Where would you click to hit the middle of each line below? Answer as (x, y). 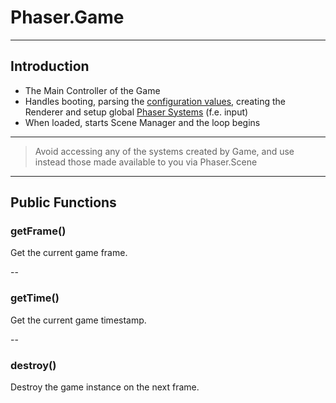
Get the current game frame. (69, 253)
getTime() (35, 298)
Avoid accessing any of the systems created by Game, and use (164, 151)
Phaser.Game (67, 17)
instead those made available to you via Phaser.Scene (146, 162)
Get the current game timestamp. (78, 320)
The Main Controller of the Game (92, 90)
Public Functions (63, 202)
